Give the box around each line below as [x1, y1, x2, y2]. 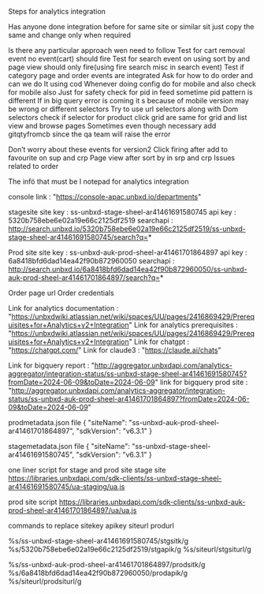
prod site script [8, 497, 58, 506]
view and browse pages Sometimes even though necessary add [8, 121, 217, 130]
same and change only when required [8, 31, 132, 39]
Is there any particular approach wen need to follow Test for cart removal [8, 46, 246, 54]
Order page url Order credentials [8, 288, 114, 297]
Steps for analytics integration [8, 7, 106, 16]
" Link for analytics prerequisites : [128, 320, 238, 330]
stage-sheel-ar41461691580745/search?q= [8, 233, 148, 241]
